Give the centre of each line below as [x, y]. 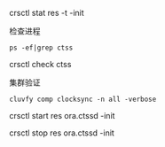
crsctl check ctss [40, 64]
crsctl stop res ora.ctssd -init [62, 133]
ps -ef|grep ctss [41, 48]
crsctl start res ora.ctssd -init [62, 116]
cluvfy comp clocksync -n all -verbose [83, 99]
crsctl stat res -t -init [47, 13]
